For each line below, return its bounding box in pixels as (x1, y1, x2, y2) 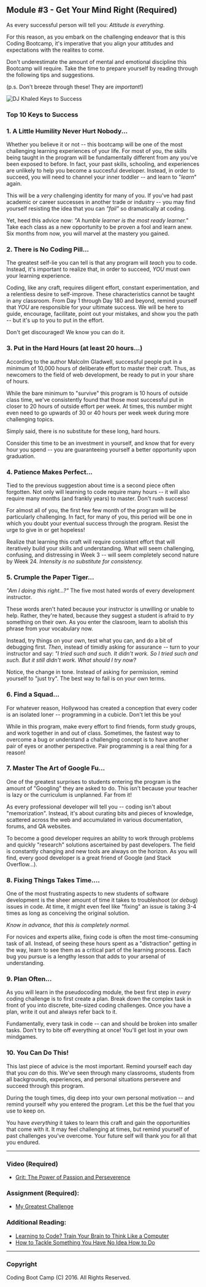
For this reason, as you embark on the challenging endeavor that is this (6, 33, 186, 41)
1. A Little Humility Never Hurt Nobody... (6, 127, 128, 135)
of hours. (6, 377, 29, 385)
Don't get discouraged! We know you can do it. (6, 329, 126, 336)
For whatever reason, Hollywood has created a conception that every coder (6, 704, 197, 711)
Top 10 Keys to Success (6, 110, 78, 119)
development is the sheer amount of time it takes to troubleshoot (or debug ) (6, 896, 198, 904)
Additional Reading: (6, 1218, 67, 1227)
